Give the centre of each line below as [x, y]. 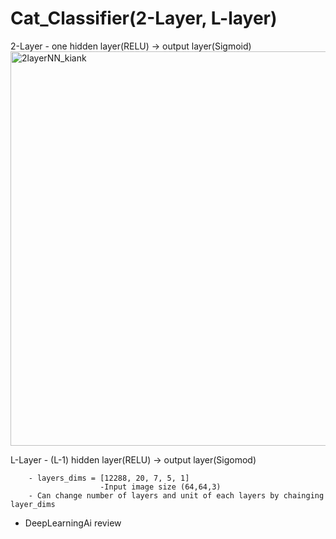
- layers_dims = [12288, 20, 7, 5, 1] [109, 478]
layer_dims [33, 504]
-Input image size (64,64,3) [160, 487]
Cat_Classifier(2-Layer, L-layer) [144, 18]
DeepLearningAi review [73, 523]
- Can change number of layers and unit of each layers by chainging [176, 495]
